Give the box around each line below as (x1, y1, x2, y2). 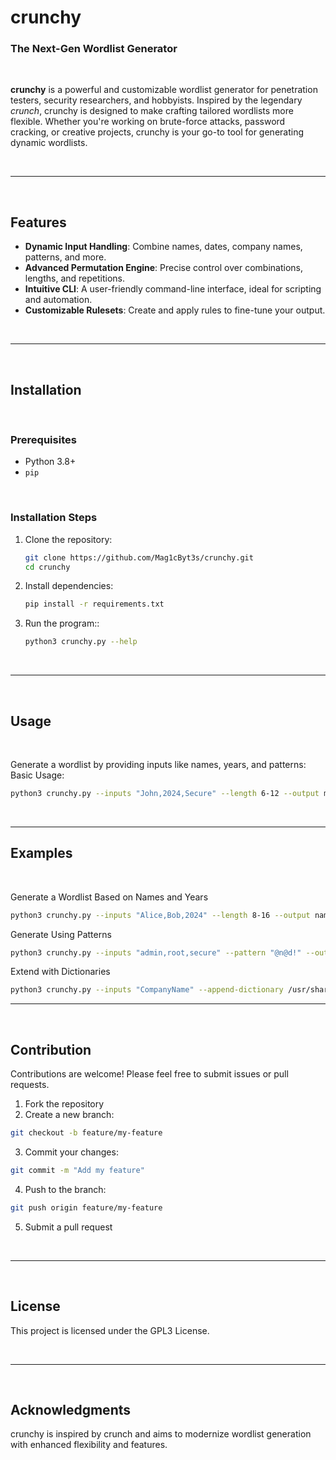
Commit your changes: (24, 1146, 119, 1158)
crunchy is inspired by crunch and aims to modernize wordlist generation (10, 1428, 312, 1440)
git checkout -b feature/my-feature (10, 1128, 163, 1138)
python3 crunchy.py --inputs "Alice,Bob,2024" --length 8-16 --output (10, 910, 311, 920)
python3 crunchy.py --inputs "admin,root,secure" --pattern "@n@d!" (10, 947, 302, 958)
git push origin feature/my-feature (10, 1202, 163, 1213)
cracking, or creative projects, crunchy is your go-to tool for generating (10, 126, 305, 138)
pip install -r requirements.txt (24, 599, 165, 610)
